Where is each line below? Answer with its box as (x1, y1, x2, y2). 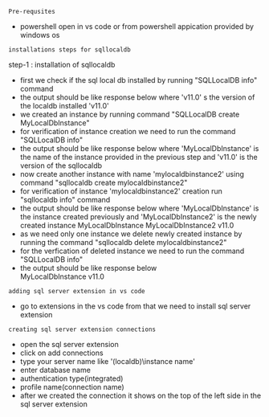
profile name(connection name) (19, 382, 124, 391)
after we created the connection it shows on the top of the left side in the (19, 390, 262, 400)
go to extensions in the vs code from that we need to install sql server (19, 301, 251, 311)
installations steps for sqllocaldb (8, 46, 131, 54)
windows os (19, 31, 60, 39)
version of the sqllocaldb (19, 161, 103, 170)
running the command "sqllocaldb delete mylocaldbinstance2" (19, 238, 227, 247)
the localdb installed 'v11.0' (19, 101, 110, 110)
